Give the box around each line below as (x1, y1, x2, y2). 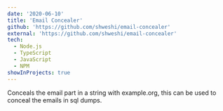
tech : (7, 37, 23, 44)
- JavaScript (13, 56, 52, 63)
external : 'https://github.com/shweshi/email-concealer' (7, 30, 177, 37)
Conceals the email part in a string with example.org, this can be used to (7, 89, 217, 97)
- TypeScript (13, 50, 52, 57)
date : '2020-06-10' (7, 10, 65, 18)
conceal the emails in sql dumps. (7, 96, 102, 104)
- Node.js (13, 43, 42, 50)
